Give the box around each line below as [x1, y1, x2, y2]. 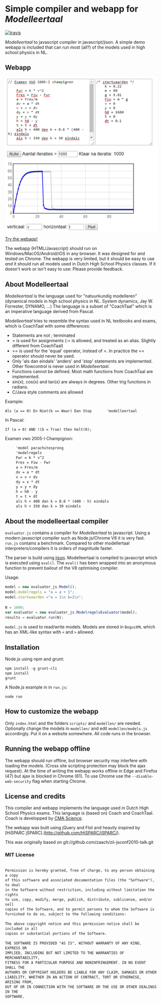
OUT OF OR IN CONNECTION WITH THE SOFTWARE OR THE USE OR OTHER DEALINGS [5, 984, 157, 989]
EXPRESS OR [5, 945, 27, 951]
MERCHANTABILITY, [5, 955, 40, 960]
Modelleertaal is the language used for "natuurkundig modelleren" [5, 293, 137, 299]
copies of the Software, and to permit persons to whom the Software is [5, 906, 155, 912]
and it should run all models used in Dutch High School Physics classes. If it [5, 261, 156, 267]
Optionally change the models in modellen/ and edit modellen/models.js [5, 725, 147, 731]
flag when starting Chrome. [32, 778, 87, 784]
